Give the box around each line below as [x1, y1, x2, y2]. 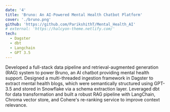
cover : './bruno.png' [5, 17, 52, 22]
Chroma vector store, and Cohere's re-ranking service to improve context [5, 96, 160, 102]
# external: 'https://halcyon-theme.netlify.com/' [5, 26, 115, 32]
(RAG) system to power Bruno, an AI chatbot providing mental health [5, 69, 150, 75]
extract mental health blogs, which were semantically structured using [5, 80, 153, 87]
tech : [5, 31, 17, 36]
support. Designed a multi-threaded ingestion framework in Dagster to [5, 75, 154, 81]
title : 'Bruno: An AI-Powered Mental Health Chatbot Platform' [5, 12, 143, 17]
